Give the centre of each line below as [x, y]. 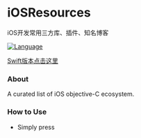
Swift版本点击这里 [33, 61]
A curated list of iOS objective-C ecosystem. [71, 94]
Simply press [36, 127]
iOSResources [49, 13]
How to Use [27, 112]
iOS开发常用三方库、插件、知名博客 [58, 32]
